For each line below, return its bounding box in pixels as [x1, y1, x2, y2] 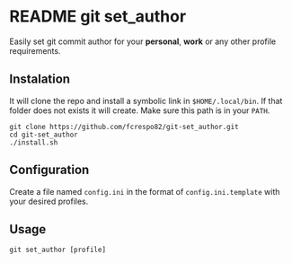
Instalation [9, 72, 70, 87]
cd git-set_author [9, 130, 78, 139]
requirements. [9, 45, 61, 56]
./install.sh [9, 137, 58, 147]
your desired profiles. [9, 196, 89, 206]
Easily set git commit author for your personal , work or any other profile [9, 36, 277, 47]
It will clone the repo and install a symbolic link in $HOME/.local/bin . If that [9, 95, 283, 106]
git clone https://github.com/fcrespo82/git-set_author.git [9, 122, 240, 131]
